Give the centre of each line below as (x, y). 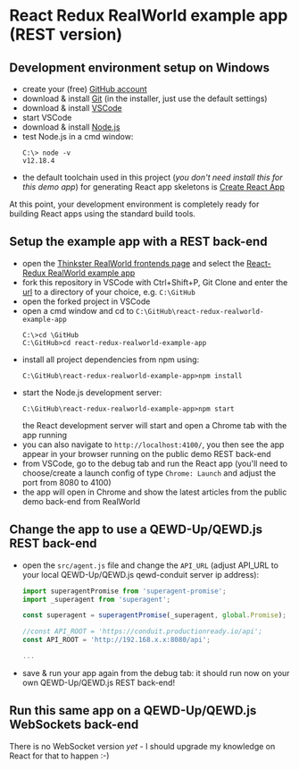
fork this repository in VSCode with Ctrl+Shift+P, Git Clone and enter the (155, 282)
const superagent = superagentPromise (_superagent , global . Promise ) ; (154, 615)
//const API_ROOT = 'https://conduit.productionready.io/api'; (142, 631)
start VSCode (47, 118)
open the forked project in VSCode (86, 301)
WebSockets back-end (74, 725)
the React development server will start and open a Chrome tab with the (154, 425)
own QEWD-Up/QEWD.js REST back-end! (99, 682)
